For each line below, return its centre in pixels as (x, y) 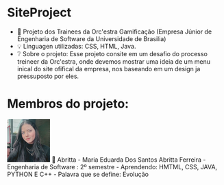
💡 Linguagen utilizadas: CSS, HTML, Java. (76, 46)
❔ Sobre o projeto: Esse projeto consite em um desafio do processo (112, 53)
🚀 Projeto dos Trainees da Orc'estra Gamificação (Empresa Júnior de (114, 32)
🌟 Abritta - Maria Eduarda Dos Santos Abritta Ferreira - (128, 160)
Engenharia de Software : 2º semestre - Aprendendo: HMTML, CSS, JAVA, (112, 166)
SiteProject (39, 13)
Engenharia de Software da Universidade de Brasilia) (91, 38)
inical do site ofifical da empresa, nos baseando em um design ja (109, 69)
